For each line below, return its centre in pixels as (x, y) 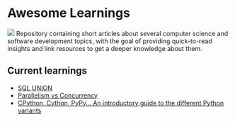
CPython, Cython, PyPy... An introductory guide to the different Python (121, 103)
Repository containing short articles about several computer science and (122, 33)
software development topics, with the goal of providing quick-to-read (110, 41)
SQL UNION (35, 88)
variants (29, 110)
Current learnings (47, 71)
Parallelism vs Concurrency (57, 95)
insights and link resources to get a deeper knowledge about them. (105, 48)
